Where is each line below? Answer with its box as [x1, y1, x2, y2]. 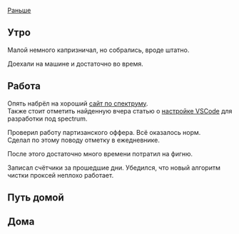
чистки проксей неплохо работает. [7, 171, 114, 179]
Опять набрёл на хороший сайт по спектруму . [7, 99, 148, 108]
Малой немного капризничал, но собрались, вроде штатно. [7, 46, 190, 54]
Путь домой [7, 192, 64, 204]
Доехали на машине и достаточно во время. [7, 59, 144, 68]
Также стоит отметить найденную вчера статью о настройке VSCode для [7, 106, 233, 115]
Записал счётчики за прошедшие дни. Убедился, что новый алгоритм [7, 163, 221, 172]
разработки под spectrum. [7, 114, 88, 123]
